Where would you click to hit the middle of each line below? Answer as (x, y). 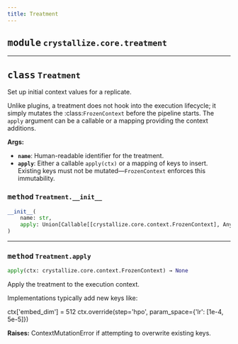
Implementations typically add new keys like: (73, 298)
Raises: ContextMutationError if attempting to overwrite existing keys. (109, 333)
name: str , (36, 218)
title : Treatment (33, 14)
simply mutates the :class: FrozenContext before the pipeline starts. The (111, 113)
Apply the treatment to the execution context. (74, 284)
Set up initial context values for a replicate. (70, 92)
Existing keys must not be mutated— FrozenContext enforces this (112, 171)
